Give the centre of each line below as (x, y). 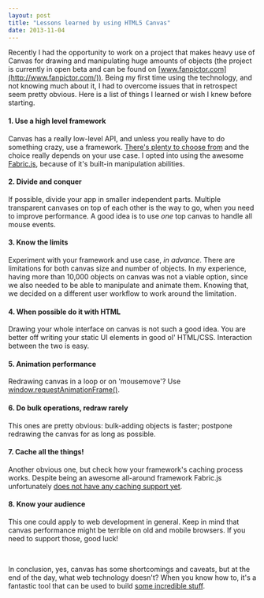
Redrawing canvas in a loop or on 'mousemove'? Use (95, 381)
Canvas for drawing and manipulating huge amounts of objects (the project (130, 61)
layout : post (30, 15)
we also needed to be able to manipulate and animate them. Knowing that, (128, 285)
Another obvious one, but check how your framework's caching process (126, 469)
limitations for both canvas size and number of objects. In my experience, (127, 268)
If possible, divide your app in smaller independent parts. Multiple (115, 199)
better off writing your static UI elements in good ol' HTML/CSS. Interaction (130, 338)
